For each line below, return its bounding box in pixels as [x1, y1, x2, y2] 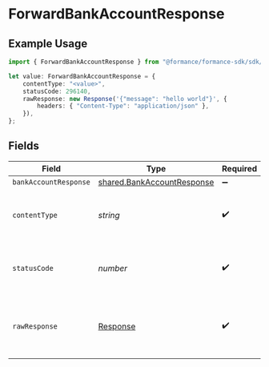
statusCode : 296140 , [22, 87, 91, 95]
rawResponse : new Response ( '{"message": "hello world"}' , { [22, 95, 227, 103]
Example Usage [8, 37, 88, 50]
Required [221, 163, 258, 174]
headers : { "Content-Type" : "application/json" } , [37, 102, 210, 111]
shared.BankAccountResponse [98, 176, 215, 188]
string [98, 209, 120, 220]
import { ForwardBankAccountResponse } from [8, 58, 159, 66]
